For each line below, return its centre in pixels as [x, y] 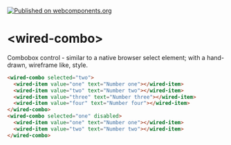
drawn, [17, 65]
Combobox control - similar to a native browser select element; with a [106, 57]
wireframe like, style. [58, 65]
